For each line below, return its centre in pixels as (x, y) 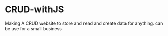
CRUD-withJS (34, 9)
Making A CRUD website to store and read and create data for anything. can (84, 23)
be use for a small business (33, 28)
